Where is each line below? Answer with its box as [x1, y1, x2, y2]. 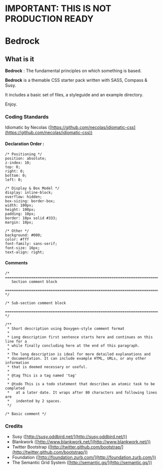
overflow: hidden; [5, 194, 42, 199]
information [5, 360, 29, 365]
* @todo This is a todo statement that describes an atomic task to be [7, 381, 155, 386]
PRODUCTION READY [5, 13, 94, 24]
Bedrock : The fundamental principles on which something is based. [5, 68, 142, 74]
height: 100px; [5, 207, 36, 212]
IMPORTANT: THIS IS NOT [5, 3, 112, 14]
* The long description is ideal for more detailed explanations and [7, 352, 151, 357]
